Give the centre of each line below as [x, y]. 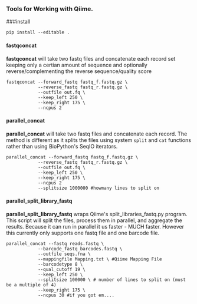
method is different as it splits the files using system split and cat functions [99, 140]
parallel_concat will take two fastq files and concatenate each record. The [97, 134]
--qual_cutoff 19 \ [61, 269]
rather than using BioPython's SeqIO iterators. [62, 146]
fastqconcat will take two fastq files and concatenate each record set [91, 58]
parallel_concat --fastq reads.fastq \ [55, 243]
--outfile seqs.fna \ [64, 254]
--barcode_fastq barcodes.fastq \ [80, 249]
